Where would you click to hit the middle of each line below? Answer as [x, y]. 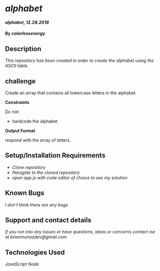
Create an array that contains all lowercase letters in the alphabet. [71, 93]
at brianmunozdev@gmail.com [36, 237]
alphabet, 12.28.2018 [27, 22]
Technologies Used [35, 252]
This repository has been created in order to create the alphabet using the [80, 61]
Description [23, 49]
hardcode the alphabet [35, 121]
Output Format [20, 131]
